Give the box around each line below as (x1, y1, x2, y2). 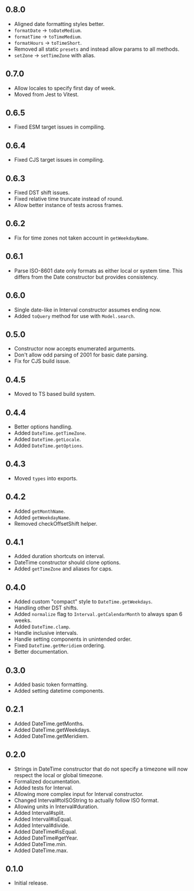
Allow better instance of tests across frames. (14, 202, 123, 209)
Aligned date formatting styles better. (14, 20, 105, 27)
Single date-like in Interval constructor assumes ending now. (14, 306, 162, 313)
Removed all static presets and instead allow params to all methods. (14, 45, 180, 53)
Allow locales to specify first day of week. (14, 84, 116, 91)
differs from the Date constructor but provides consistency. (14, 273, 159, 280)
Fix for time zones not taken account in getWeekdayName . (14, 234, 149, 241)
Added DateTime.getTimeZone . (14, 429, 87, 436)
